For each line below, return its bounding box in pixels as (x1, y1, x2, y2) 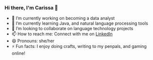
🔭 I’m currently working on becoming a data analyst (11, 15, 115, 21)
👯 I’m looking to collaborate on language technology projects (11, 26, 134, 31)
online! (11, 50, 25, 56)
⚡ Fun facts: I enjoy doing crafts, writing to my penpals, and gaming (11, 44, 147, 49)
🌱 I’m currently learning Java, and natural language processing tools (11, 20, 149, 26)
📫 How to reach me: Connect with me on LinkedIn (11, 31, 113, 37)
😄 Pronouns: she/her (11, 38, 54, 44)
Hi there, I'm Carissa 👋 (4, 4, 58, 11)
